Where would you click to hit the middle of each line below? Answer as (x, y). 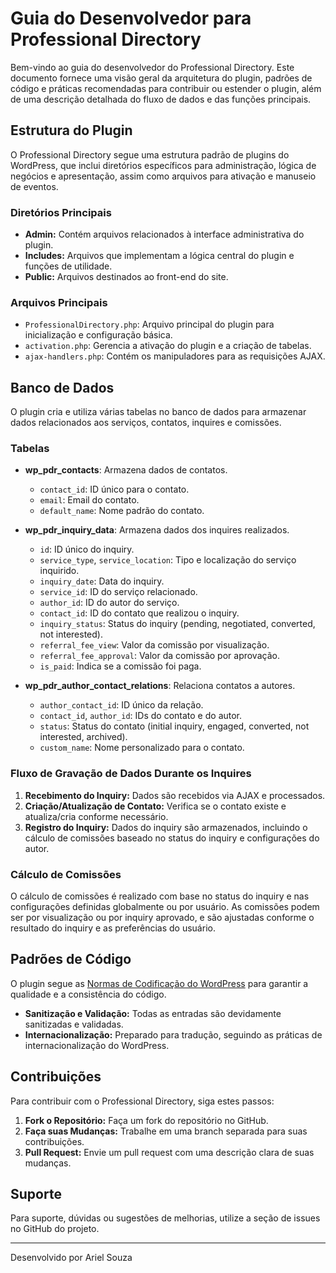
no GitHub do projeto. (55, 1229)
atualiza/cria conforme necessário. (96, 816)
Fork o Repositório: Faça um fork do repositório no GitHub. (146, 1120)
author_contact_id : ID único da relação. (121, 705)
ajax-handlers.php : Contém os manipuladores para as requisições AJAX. (175, 356)
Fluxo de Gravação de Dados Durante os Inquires (131, 774)
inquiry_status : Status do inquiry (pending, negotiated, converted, (177, 624)
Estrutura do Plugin (71, 130)
